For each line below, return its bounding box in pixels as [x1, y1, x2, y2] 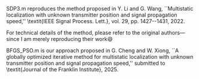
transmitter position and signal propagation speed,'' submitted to [6, 59, 166, 67]
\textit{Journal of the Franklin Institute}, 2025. [6, 66, 119, 73]
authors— [161, 29, 185, 36]
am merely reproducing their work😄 [23, 36, 114, 42]
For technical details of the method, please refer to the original [6, 29, 160, 36]
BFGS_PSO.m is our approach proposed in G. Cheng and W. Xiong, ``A [6, 47, 179, 54]
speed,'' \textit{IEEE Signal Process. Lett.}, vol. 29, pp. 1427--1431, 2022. [6, 18, 185, 24]
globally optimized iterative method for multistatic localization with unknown [6, 53, 194, 60]
